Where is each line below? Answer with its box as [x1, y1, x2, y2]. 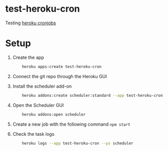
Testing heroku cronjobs [5, 20, 56, 26]
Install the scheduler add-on [12, 83, 72, 89]
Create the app [12, 54, 44, 60]
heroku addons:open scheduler [22, 112, 86, 117]
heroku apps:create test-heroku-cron [22, 64, 102, 69]
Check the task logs [12, 131, 55, 137]
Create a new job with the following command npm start [12, 121, 130, 127]
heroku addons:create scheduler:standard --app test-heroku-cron [22, 93, 163, 98]
